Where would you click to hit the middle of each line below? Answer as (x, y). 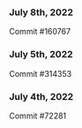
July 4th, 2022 (41, 96)
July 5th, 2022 (41, 55)
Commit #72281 (38, 116)
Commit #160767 (40, 32)
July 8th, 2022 (41, 12)
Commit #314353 (41, 73)
